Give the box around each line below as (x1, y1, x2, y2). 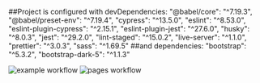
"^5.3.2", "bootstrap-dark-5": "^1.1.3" (8, 50, 130, 59)
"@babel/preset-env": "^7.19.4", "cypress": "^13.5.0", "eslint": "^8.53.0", (8, 15, 246, 25)
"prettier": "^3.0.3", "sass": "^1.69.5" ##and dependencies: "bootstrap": (8, 41, 247, 51)
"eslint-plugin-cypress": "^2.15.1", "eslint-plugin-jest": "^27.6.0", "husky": (8, 24, 249, 33)
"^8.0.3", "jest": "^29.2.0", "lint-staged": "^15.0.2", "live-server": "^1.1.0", (8, 32, 247, 42)
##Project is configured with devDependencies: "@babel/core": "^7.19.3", (8, 7, 253, 16)
